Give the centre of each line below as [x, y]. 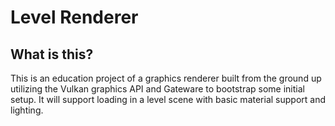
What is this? [52, 54]
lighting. [27, 110]
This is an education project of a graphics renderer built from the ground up [166, 78]
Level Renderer [74, 17]
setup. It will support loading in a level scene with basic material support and [168, 99]
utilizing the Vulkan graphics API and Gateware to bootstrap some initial [157, 89]
